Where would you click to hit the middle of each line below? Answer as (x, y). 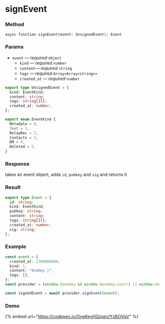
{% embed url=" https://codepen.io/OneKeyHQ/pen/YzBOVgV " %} (72, 317)
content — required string (46, 68)
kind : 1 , (18, 266)
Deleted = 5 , (23, 147)
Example (16, 247)
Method (15, 25)
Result (13, 187)
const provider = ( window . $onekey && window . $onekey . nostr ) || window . (80, 284)
